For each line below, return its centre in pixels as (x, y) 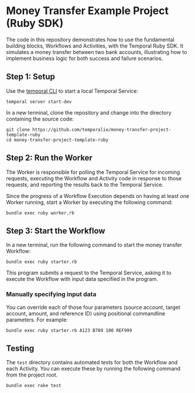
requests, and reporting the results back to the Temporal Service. (85, 184)
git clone (18, 130)
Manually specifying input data (51, 294)
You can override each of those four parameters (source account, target (93, 307)
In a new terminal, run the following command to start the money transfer (94, 245)
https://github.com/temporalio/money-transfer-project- (102, 130)
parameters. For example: (37, 320)
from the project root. (32, 375)
